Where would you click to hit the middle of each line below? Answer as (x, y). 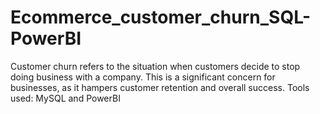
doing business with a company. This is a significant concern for (143, 77)
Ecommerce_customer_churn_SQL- (161, 17)
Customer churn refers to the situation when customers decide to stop (155, 66)
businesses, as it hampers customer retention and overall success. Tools (160, 87)
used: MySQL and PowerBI (65, 98)
